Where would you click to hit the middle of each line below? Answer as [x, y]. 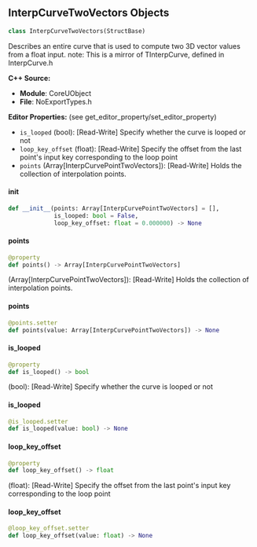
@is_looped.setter [38, 421]
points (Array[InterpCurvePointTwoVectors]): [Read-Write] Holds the [130, 165]
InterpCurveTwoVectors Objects [89, 13]
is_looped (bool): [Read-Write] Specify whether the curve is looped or [132, 132]
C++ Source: [29, 78]
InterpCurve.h [31, 63]
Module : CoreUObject [55, 93]
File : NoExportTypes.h [55, 101]
